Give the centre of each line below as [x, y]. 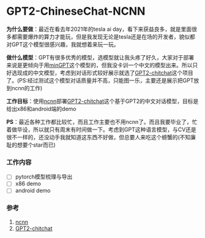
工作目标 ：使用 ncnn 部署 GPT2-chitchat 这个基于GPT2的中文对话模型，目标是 [102, 101]
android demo [33, 191]
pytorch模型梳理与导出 [44, 177]
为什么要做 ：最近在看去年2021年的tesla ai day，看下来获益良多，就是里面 [99, 29]
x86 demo [28, 184]
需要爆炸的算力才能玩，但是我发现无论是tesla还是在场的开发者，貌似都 [106, 36]
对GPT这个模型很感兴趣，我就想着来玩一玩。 [63, 44]
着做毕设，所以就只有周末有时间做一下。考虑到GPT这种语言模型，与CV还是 [102, 129]
